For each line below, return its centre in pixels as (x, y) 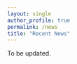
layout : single (29, 14)
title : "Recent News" (39, 33)
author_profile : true (39, 20)
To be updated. (29, 53)
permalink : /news (33, 27)
